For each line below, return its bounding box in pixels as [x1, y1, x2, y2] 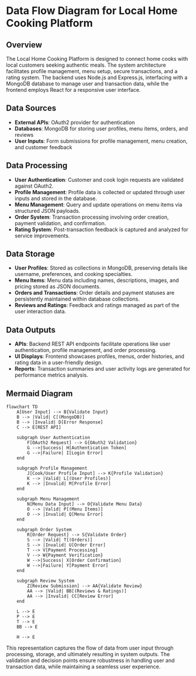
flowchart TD [6, 404, 38, 410]
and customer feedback [14, 143, 73, 150]
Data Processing [6, 161, 68, 171]
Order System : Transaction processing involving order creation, [14, 213, 169, 220]
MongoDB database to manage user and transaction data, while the [6, 80, 169, 87]
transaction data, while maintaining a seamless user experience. [6, 663, 161, 670]
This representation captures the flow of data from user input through [6, 644, 174, 651]
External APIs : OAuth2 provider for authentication [14, 119, 135, 126]
